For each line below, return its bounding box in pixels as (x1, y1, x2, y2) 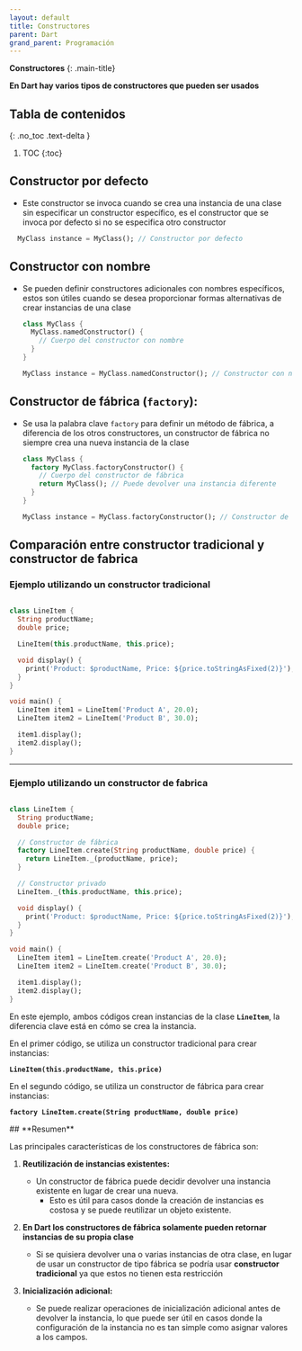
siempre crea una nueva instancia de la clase (22, 437, 190, 448)
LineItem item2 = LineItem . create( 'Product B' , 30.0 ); (17, 962, 227, 971)
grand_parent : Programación (9, 38, 115, 48)
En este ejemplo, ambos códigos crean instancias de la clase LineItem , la (9, 1011, 280, 1022)
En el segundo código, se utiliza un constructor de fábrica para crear (9, 1080, 264, 1091)
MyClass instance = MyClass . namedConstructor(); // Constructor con (22, 369, 285, 378)
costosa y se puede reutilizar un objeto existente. (49, 1204, 232, 1215)
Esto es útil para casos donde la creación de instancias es (49, 1194, 264, 1205)
